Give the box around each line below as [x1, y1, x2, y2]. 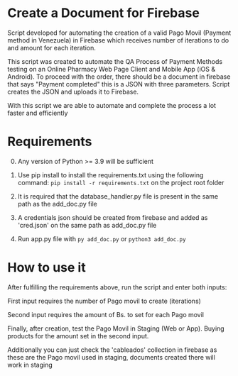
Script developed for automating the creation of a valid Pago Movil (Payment [7, 28, 232, 37]
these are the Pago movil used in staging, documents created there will [7, 353, 215, 361]
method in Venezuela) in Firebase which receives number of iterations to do [7, 35, 229, 44]
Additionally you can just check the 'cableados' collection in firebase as [7, 345, 217, 354]
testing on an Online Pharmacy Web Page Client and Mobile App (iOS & [7, 65, 216, 73]
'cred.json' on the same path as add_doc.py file [17, 221, 157, 229]
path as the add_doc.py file [17, 199, 97, 208]
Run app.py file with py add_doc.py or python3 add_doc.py [17, 234, 186, 243]
